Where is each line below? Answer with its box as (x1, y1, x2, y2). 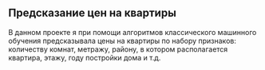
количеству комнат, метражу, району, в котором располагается (8, 44, 228, 54)
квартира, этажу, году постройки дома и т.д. (8, 52, 161, 62)
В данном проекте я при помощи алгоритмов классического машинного (8, 27, 257, 37)
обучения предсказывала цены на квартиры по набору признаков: (8, 36, 237, 45)
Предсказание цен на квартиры (8, 6, 177, 20)
